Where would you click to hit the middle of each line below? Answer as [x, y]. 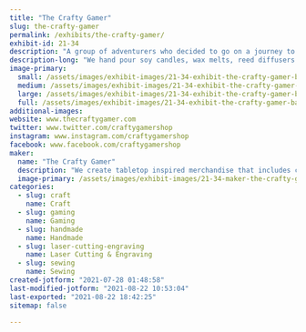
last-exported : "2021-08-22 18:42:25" [83, 297]
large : [30, 94]
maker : [22, 153]
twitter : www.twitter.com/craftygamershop [91, 128]
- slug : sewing [46, 263]
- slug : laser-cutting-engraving [81, 246]
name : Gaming [51, 221]
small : [30, 77]
